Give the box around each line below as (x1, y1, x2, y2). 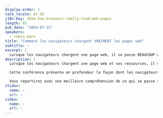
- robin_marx (9, 34, 36, 39)
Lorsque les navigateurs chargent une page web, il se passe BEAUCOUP (9, 52, 155, 57)
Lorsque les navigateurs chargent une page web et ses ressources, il (9, 61, 155, 66)
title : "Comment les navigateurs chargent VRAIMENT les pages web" (5, 39, 145, 44)
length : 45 (5, 20, 27, 26)
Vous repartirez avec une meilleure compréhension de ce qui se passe (9, 79, 155, 84)
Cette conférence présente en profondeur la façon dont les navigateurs (9, 70, 160, 75)
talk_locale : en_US (5, 12, 45, 17)
